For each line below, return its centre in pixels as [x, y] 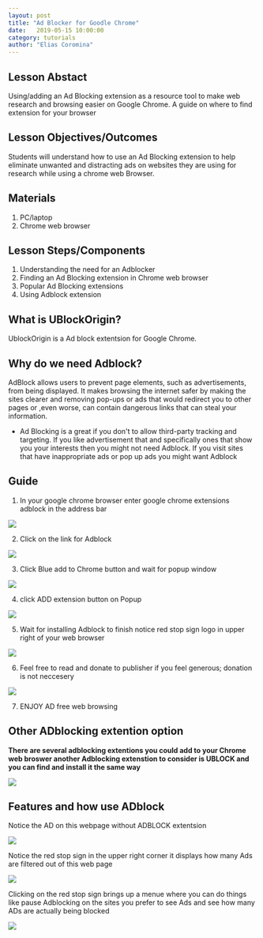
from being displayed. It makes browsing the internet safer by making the [127, 391]
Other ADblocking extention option [96, 731]
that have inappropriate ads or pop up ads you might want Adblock [128, 456]
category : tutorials [42, 38]
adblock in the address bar [63, 509]
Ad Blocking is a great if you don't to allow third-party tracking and [128, 431]
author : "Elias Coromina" [51, 45]
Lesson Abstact [48, 77]
